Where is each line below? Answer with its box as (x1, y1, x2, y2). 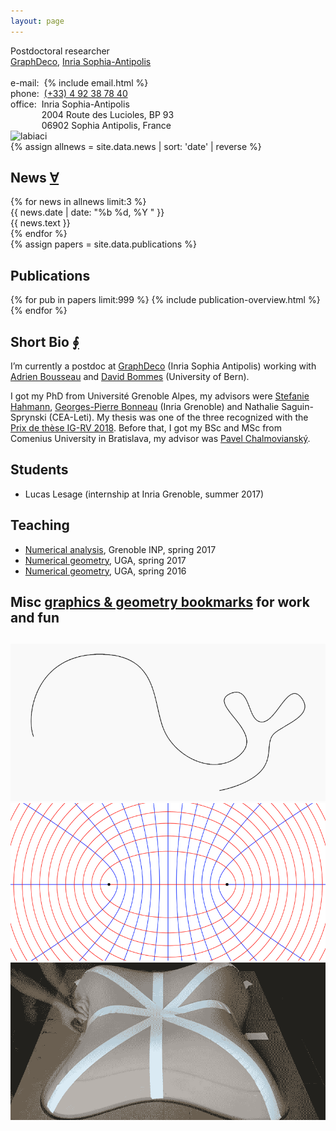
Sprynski (10, 411, 47, 424)
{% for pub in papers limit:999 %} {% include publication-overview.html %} (10, 294, 321, 306)
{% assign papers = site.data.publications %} (10, 238, 197, 250)
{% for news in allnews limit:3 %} (10, 196, 147, 208)
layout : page (10, 16, 65, 26)
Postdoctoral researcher (10, 45, 110, 57)
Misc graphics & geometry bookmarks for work (10, 594, 310, 611)
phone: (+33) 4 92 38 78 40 (10, 87, 128, 99)
